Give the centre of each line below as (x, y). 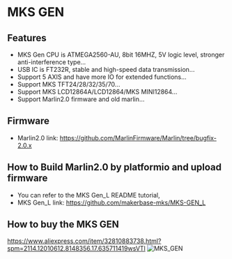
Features (27, 38)
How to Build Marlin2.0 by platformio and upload (114, 167)
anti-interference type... (52, 62)
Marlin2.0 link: (38, 138)
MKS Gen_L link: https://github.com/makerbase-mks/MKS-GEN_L (111, 202)
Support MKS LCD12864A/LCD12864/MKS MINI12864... (97, 92)
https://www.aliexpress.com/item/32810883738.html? (84, 241)
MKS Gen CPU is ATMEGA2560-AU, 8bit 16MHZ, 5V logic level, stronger (121, 54)
